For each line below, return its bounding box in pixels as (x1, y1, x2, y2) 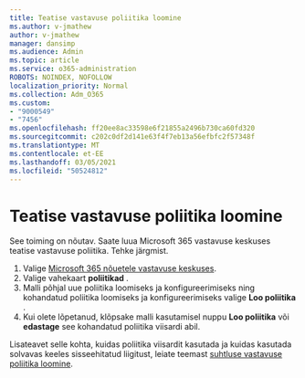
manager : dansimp (9, 38, 76, 48)
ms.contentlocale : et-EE (9, 149, 104, 158)
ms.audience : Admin (9, 47, 84, 57)
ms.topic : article (9, 56, 79, 65)
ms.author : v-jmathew (9, 22, 92, 31)
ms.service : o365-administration (9, 65, 137, 74)
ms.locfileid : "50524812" (9, 166, 108, 175)
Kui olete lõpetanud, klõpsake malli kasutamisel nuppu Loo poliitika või (22, 311, 289, 322)
